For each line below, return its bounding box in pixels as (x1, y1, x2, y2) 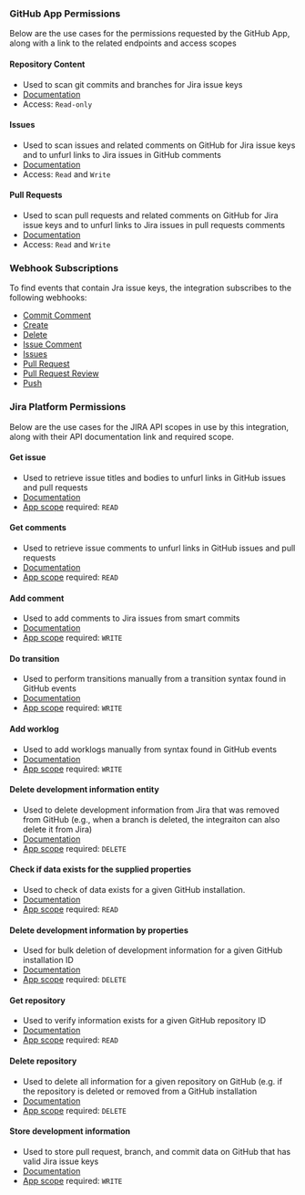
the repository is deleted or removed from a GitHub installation (22, 1085, 258, 1096)
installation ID (22, 955, 75, 966)
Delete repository (9, 1055, 77, 1066)
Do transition (9, 653, 60, 664)
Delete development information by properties (9, 925, 189, 936)
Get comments (9, 522, 66, 533)
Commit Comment (22, 309, 92, 321)
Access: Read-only (22, 99, 93, 110)
